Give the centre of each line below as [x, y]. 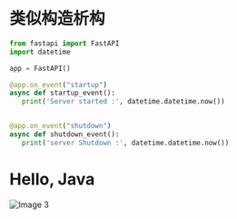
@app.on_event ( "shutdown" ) [60, 126]
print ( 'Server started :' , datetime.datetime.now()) [123, 102]
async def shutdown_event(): [64, 134]
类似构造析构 [58, 19]
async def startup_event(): [63, 93]
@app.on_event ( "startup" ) [58, 85]
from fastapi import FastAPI [64, 43]
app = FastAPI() [40, 68]
